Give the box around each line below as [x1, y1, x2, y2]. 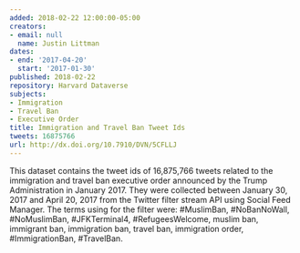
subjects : [9, 89, 47, 98]
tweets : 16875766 [9, 132, 76, 141]
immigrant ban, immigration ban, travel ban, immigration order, [9, 223, 244, 234]
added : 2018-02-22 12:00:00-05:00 [9, 13, 141, 23]
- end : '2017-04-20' [9, 56, 88, 65]
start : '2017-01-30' [17, 65, 96, 74]
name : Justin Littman [17, 38, 100, 48]
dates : [9, 47, 35, 56]
